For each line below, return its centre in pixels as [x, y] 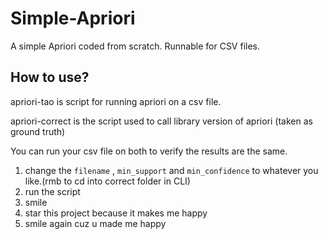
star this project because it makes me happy [116, 213]
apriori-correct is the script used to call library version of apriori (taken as [161, 121]
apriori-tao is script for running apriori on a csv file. [116, 101]
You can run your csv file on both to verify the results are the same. [149, 151]
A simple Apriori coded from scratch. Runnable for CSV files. [135, 46]
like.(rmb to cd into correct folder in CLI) [107, 181]
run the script [52, 191]
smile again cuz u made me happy [95, 223]
